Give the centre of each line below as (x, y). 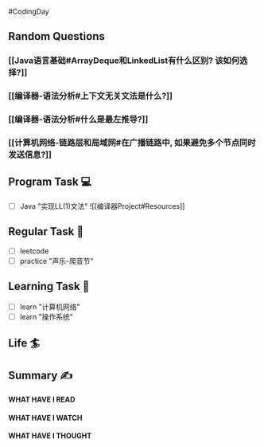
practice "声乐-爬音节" (56, 261)
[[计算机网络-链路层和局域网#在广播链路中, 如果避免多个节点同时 (132, 143)
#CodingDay (29, 12)
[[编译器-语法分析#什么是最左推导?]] (78, 120)
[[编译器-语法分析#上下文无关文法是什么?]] (91, 96)
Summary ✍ (41, 375)
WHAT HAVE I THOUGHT (50, 436)
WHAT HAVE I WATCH (45, 418)
